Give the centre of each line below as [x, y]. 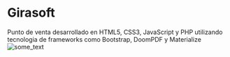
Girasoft [31, 13]
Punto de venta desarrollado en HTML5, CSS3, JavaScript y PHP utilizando [115, 32]
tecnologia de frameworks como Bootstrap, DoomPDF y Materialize [104, 39]
